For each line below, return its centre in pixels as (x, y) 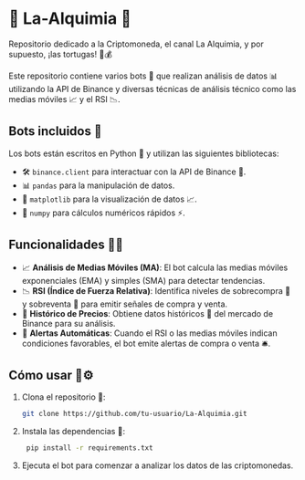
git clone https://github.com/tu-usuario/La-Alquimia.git (134, 414)
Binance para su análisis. (68, 323)
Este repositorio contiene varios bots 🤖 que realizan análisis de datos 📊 (143, 76)
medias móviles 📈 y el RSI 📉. (64, 99)
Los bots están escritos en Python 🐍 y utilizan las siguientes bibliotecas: (144, 153)
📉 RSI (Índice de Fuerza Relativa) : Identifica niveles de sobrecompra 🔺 (156, 290)
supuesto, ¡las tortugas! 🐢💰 (61, 54)
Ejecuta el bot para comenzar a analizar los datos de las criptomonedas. (158, 465)
